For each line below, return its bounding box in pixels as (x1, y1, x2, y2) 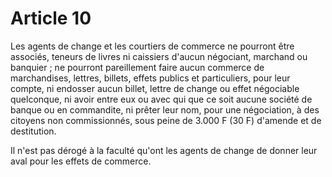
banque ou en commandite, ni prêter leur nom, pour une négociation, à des (10, 103, 320, 116)
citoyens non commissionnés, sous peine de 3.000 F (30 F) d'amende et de (10, 114, 322, 126)
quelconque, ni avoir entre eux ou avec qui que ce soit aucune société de (10, 93, 313, 105)
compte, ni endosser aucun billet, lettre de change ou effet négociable (10, 82, 300, 94)
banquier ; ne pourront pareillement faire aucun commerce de (10, 61, 265, 73)
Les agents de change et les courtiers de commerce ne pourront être (10, 40, 295, 52)
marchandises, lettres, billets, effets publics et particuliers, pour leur (10, 72, 291, 84)
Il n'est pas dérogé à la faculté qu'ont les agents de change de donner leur (10, 144, 318, 156)
